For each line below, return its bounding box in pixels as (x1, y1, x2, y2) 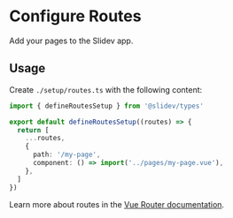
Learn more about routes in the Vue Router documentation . (9, 199, 224, 209)
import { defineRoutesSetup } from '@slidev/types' (9, 101, 204, 110)
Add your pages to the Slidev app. (9, 35, 134, 46)
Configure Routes (9, 6, 142, 26)
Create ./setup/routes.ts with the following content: (9, 84, 203, 94)
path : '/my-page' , (32, 150, 101, 160)
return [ (17, 125, 50, 134)
